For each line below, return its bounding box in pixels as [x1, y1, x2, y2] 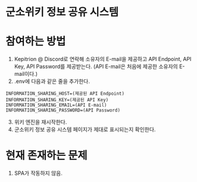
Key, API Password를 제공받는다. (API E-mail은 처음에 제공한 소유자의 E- [14, 63, 185, 70]
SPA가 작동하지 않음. [14, 170, 63, 177]
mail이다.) [14, 71, 38, 78]
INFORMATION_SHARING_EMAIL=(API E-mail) [5, 102, 108, 108]
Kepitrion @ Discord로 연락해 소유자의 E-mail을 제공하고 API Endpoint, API [14, 56, 192, 63]
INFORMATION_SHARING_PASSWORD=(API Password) [5, 107, 120, 113]
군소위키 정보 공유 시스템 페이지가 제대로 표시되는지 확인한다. [14, 126, 156, 133]
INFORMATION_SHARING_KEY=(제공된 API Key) [5, 97, 109, 103]
